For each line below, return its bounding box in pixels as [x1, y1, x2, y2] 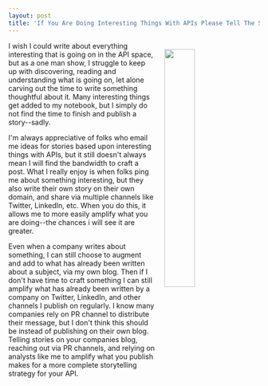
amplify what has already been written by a [8, 284, 150, 293]
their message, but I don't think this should [8, 317, 149, 327]
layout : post [8, 11, 52, 20]
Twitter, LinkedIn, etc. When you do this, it [8, 200, 146, 210]
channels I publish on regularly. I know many [8, 301, 155, 310]
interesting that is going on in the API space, [8, 49, 154, 59]
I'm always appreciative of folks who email [8, 132, 148, 142]
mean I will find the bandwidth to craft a [8, 158, 140, 167]
